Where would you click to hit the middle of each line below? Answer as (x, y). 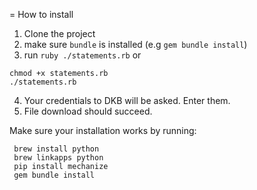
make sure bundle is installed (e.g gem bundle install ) (135, 44)
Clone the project (59, 33)
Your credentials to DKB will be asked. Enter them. (127, 100)
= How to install (41, 14)
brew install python (56, 149)
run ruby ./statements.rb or (82, 55)
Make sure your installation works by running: (103, 130)
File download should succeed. (88, 111)
